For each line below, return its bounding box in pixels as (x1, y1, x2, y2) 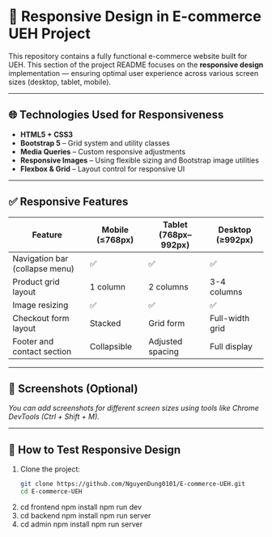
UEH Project (8, 24, 91, 43)
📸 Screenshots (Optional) (8, 382, 138, 395)
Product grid (12, 276, 61, 287)
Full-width (210, 312, 250, 323)
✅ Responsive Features (8, 195, 129, 209)
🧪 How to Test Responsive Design (8, 442, 181, 456)
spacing (148, 345, 180, 357)
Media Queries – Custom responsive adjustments (19, 146, 186, 156)
